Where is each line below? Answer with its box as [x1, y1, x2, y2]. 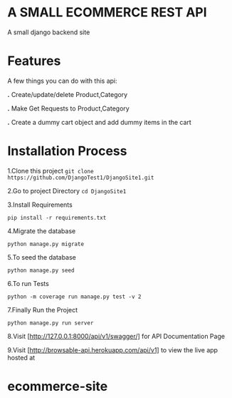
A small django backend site [7, 28, 90, 36]
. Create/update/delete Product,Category [7, 90, 128, 98]
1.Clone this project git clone [7, 166, 94, 175]
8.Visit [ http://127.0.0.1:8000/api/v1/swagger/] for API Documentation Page [7, 332, 226, 340]
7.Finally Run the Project [7, 305, 78, 314]
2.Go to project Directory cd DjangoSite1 [7, 186, 127, 195]
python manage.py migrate [7, 240, 84, 248]
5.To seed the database [7, 252, 77, 261]
